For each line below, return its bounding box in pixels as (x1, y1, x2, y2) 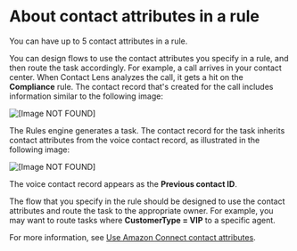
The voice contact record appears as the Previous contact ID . (9, 178, 238, 189)
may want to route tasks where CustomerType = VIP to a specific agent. (9, 215, 276, 225)
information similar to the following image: (9, 91, 163, 101)
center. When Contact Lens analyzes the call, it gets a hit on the (9, 71, 243, 82)
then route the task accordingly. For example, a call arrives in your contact (9, 62, 283, 73)
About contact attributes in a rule (9, 6, 260, 27)
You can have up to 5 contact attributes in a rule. (9, 36, 188, 46)
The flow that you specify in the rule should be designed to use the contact (9, 196, 285, 206)
